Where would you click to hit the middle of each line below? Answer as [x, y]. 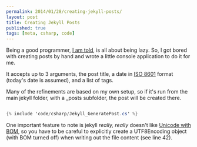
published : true [26, 28]
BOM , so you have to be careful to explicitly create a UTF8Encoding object [96, 131]
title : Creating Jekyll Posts [43, 22]
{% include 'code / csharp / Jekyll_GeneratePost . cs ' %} [72, 114]
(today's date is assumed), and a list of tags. [60, 81]
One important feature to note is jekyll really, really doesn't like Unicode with [98, 125]
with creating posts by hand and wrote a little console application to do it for [98, 56]
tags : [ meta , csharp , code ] [41, 34]
